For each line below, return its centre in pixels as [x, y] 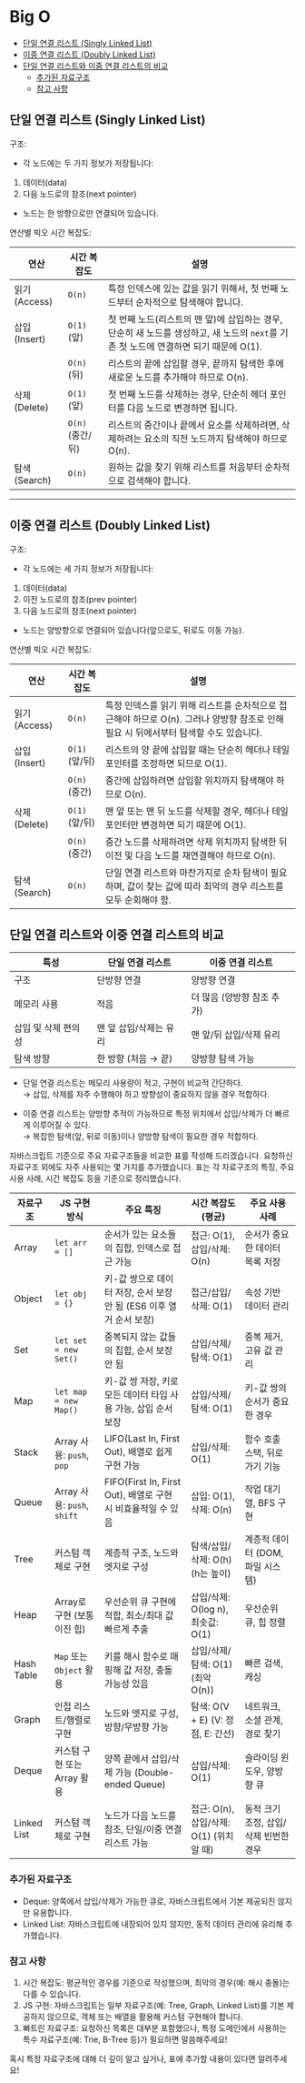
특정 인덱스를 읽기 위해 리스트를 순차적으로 [191, 705]
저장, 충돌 [153, 1670]
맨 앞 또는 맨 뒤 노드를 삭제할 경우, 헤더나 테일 [197, 811]
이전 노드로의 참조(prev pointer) [80, 599]
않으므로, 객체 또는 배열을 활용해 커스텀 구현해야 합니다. [145, 2017]
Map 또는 [71, 1656]
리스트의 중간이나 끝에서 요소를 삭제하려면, [193, 425]
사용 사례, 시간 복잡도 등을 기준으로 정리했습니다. [95, 1178]
